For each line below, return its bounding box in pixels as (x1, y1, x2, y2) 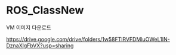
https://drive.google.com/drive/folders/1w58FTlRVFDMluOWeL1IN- (6, 35, 170, 43)
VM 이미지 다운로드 (6, 24, 52, 31)
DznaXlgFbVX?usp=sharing (6, 42, 74, 49)
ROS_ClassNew (6, 4, 84, 17)
